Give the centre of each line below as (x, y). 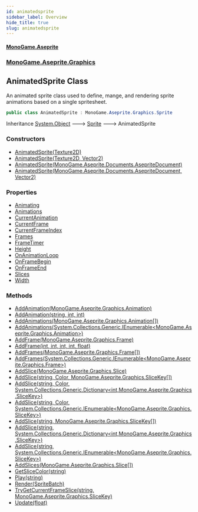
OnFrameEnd (31, 268)
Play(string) (29, 478)
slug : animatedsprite (33, 28)
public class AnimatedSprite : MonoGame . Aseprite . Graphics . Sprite (89, 113)
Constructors (26, 139)
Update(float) (31, 503)
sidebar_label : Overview (37, 17)
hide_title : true (27, 22)
